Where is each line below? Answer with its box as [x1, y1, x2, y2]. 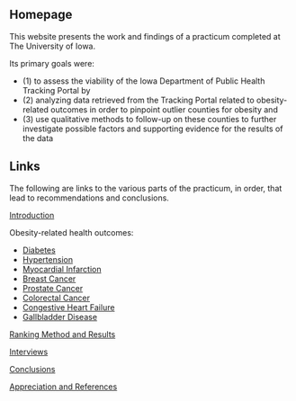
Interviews [9, 346, 49, 357]
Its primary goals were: [9, 58, 94, 68]
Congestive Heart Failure [22, 301, 115, 313]
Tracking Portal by [22, 85, 91, 95]
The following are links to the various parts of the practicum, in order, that [9, 183, 283, 193]
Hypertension [22, 254, 74, 264]
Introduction [9, 209, 55, 220]
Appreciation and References [9, 381, 118, 392]
